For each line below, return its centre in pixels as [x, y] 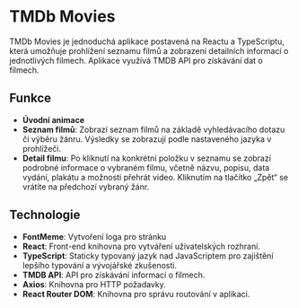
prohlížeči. [41, 148]
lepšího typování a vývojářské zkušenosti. [100, 265]
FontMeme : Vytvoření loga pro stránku [94, 236]
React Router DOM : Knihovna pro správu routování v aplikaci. [136, 294]
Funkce [31, 98]
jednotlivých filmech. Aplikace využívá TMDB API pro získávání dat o [136, 60]
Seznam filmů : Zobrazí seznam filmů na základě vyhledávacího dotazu [153, 129]
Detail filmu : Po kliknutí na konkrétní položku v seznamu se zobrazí [147, 158]
